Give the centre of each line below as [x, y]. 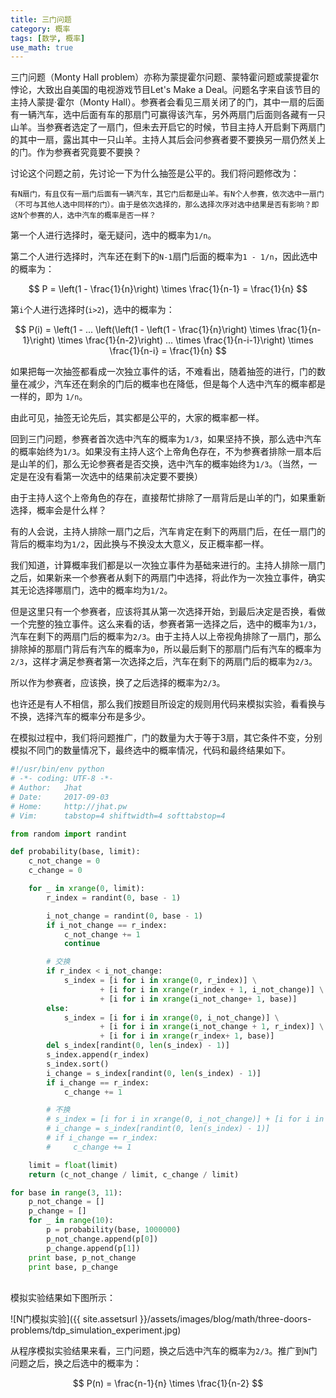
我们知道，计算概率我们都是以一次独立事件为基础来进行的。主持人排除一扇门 [168, 565]
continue [82, 944]
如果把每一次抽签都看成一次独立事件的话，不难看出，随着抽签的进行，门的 [163, 372]
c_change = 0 [55, 871]
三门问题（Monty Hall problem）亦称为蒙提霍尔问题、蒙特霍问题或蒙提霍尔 [165, 77]
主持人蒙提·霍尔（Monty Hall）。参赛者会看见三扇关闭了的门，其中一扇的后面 [167, 102]
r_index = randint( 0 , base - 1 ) [114, 897]
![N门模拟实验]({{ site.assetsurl [74, 1319]
